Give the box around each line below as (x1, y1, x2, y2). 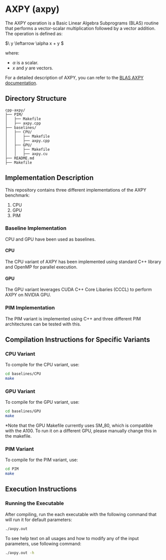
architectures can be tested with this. (5, 321, 81, 327)
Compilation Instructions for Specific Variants (5, 335, 151, 344)
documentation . (5, 80, 38, 86)
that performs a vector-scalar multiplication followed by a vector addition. (5, 25, 156, 31)
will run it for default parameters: (5, 517, 72, 523)
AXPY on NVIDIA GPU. (5, 292, 51, 298)
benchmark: (5, 192, 30, 198)
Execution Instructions (5, 485, 77, 494)
